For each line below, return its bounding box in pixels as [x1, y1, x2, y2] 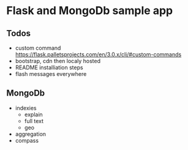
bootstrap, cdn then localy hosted [15, 58, 101, 64]
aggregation [15, 130, 47, 138]
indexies [15, 104, 37, 111]
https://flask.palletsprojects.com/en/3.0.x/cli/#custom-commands [15, 51, 182, 58]
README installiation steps [15, 64, 84, 71]
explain [24, 111, 43, 118]
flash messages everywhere [15, 70, 87, 77]
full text [24, 117, 44, 124]
